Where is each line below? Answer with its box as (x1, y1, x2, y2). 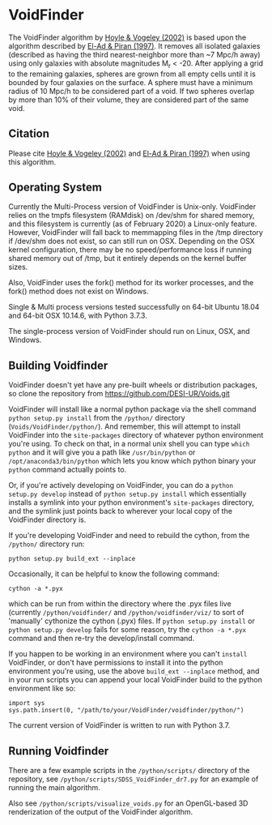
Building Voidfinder (8, 358, 108, 372)
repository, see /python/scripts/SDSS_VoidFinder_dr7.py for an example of (8, 774, 259, 784)
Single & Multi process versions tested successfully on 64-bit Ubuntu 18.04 (8, 302, 260, 312)
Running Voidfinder (8, 744, 109, 758)
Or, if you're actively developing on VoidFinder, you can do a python (8, 481, 233, 490)
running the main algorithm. (8, 782, 101, 792)
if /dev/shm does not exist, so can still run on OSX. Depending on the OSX (8, 237, 255, 246)
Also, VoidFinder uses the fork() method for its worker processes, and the (8, 278, 254, 288)
